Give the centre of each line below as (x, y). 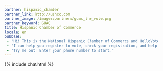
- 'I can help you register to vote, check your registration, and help (82, 46)
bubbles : (13, 37)
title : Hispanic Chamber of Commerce (43, 28)
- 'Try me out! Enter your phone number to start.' (60, 50)
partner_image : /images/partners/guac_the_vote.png (58, 18)
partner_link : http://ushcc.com (37, 14)
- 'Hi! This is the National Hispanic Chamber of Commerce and (72, 41)
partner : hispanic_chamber (32, 9)
